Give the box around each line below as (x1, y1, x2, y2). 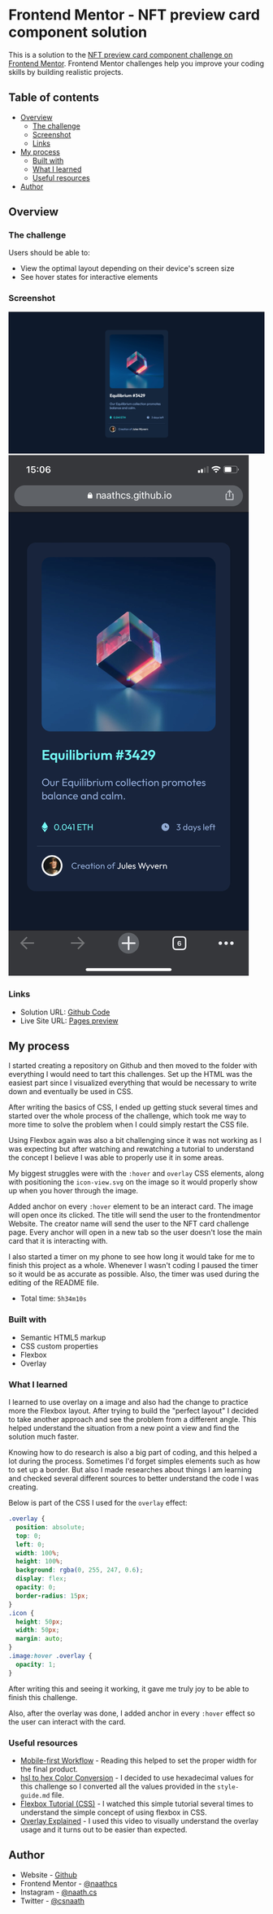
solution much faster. (8, 1432, 80, 1441)
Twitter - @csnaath (19, 1895, 85, 1905)
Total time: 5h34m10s (19, 1293, 87, 1303)
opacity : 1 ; (15, 1660, 57, 1668)
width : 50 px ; (15, 1626, 60, 1634)
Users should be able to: (8, 248, 91, 258)
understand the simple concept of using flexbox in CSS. (19, 1807, 207, 1817)
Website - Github (19, 1869, 77, 1880)
